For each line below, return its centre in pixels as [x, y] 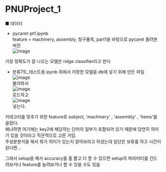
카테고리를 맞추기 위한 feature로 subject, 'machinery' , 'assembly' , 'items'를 [81, 116]
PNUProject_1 [33, 9]
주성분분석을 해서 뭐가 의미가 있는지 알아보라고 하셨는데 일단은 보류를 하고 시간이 [83, 141]
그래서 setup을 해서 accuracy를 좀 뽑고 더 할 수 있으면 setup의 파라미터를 [77, 158]
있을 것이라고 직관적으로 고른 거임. [43, 135]
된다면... [13, 148]
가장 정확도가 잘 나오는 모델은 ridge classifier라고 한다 [58, 61]
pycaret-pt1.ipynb [30, 33]
